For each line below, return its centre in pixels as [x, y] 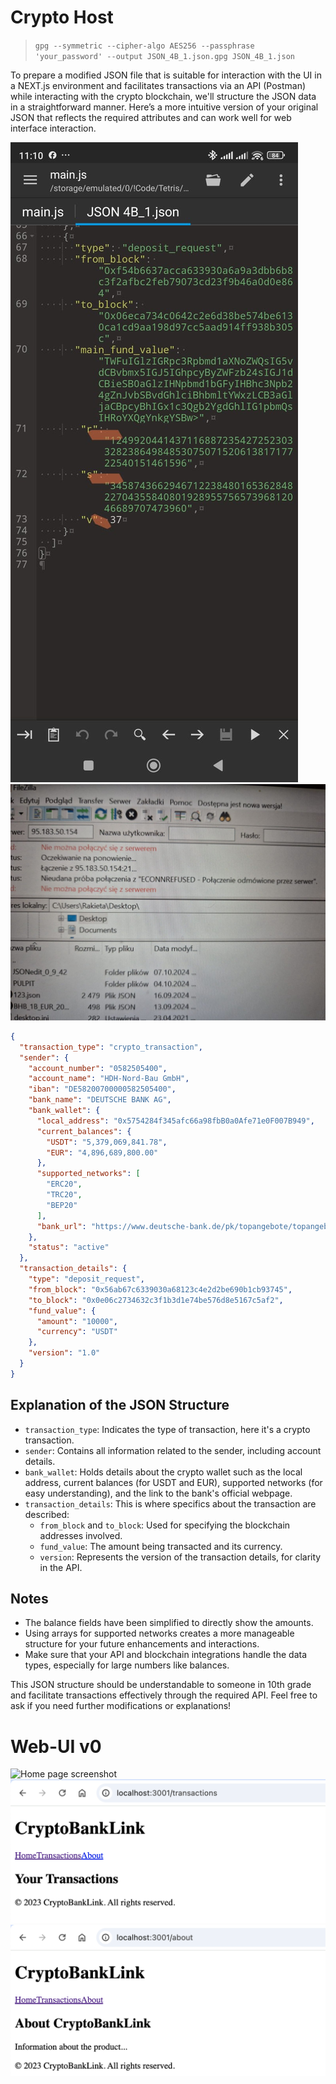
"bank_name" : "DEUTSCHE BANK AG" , [100, 1100]
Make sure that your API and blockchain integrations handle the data [166, 1655]
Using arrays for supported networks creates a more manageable [159, 1633]
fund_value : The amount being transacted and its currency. [161, 1546]
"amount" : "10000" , [77, 1321]
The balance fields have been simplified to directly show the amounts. [169, 1623]
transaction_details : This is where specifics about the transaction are [170, 1503]
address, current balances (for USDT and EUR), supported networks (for [173, 1482]
